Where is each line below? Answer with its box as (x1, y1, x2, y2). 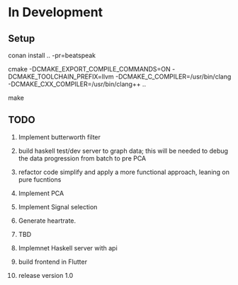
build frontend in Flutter (18, 257, 88, 266)
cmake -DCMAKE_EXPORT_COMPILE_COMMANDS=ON (8, 65, 171, 73)
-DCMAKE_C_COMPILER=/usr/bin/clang (115, 72, 232, 81)
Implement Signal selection (18, 202, 98, 211)
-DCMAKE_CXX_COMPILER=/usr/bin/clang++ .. (8, 80, 147, 88)
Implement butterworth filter (18, 132, 101, 141)
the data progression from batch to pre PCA (18, 153, 147, 163)
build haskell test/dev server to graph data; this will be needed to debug (18, 146, 229, 155)
